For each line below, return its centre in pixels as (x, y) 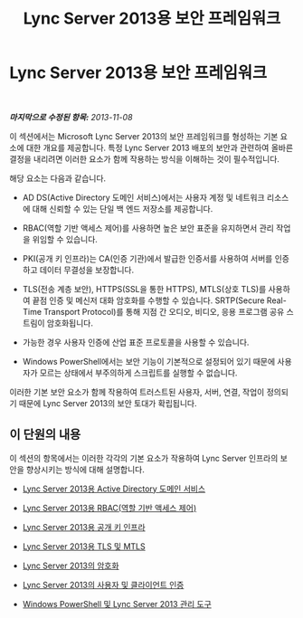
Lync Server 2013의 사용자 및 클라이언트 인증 (103, 585)
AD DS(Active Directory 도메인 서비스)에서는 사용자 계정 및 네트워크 (143, 197)
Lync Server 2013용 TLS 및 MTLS (84, 546)
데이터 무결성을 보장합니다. (86, 270)
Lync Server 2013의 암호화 (71, 566)
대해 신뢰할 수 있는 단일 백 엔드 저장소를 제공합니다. (123, 208)
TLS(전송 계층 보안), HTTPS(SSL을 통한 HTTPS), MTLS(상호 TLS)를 (144, 289)
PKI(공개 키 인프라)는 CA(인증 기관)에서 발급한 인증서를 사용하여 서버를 (147, 258)
